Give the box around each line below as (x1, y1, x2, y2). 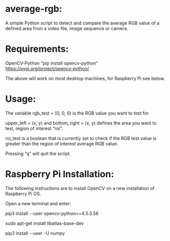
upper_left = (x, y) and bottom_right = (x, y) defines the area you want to (5, 120, 157, 126)
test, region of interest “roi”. (5, 125, 63, 131)
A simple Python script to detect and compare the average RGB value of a (5, 20, 160, 26)
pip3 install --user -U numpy (5, 230, 65, 236)
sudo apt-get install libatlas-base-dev (5, 220, 84, 226)
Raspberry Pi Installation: (5, 169, 114, 180)
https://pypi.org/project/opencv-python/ (5, 65, 89, 71)
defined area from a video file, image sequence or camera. (5, 25, 128, 31)
